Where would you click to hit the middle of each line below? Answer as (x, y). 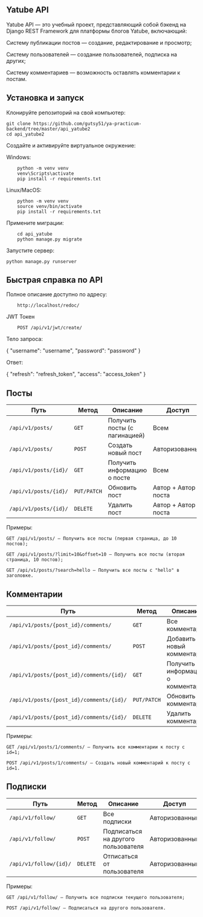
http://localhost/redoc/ (48, 306)
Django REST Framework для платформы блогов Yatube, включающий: (97, 31)
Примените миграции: (35, 222)
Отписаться (121, 856)
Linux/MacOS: (24, 190)
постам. (17, 79)
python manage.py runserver (42, 261)
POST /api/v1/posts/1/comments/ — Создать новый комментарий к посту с (98, 763)
